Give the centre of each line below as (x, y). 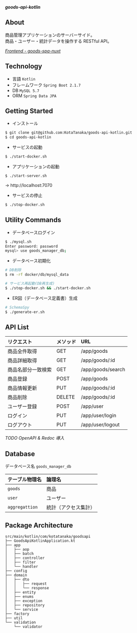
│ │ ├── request (26, 583)
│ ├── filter (21, 562)
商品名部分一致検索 (30, 370)
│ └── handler (22, 566)
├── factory (17, 614)
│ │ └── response (27, 588)
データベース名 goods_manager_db (38, 466)
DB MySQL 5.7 (26, 90)
